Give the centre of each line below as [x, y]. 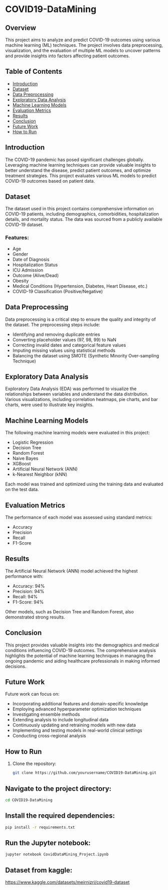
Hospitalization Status [35, 265]
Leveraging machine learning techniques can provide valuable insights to [81, 165]
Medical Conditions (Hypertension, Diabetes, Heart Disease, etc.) [80, 286]
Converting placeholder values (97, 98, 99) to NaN [64, 339]
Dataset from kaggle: [39, 870]
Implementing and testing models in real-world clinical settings [77, 730]
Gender [20, 254]
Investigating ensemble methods [46, 714]
